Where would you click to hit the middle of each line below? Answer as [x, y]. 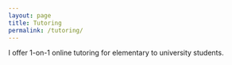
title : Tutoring [35, 23]
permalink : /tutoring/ [46, 30]
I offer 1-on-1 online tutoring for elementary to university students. [116, 53]
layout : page [30, 15]
